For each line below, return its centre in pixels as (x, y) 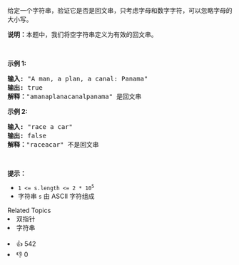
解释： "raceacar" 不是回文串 (53, 145)
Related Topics (29, 210)
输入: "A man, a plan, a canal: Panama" (78, 79)
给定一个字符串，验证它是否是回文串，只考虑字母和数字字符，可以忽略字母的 (120, 10)
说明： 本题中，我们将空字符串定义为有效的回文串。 (82, 35)
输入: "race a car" (40, 127)
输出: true (25, 88)
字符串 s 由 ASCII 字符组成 (56, 196)
